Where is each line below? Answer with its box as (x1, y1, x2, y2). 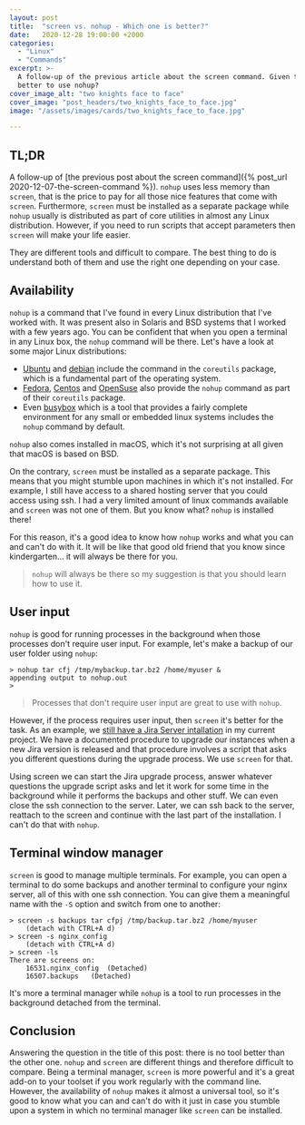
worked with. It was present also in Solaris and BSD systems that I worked (9, 317, 287, 328)
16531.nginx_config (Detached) (25, 964, 148, 973)
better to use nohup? (17, 81, 100, 90)
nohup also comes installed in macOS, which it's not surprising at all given (9, 438, 284, 449)
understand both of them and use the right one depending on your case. (9, 257, 280, 268)
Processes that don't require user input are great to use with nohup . (31, 697, 282, 708)
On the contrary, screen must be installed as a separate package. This (9, 465, 271, 476)
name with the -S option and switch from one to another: (9, 898, 221, 909)
